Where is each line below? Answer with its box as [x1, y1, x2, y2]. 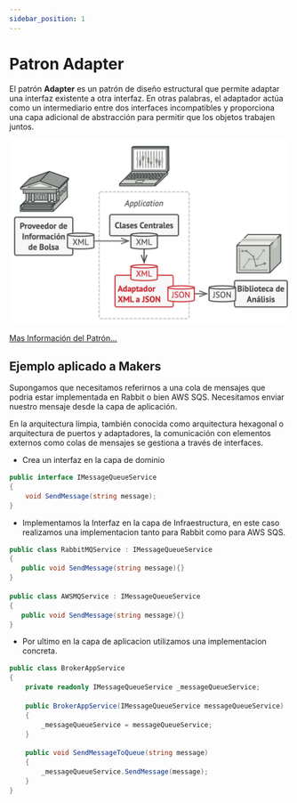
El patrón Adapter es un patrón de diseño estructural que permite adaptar [9, 83, 280, 93]
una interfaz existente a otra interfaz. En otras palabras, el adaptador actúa [9, 93, 284, 103]
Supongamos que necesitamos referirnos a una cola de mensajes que [9, 383, 266, 393]
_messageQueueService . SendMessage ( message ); [41, 767, 209, 776]
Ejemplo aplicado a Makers [9, 359, 162, 374]
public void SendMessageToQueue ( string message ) [25, 749, 209, 758]
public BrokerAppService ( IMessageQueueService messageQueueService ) [25, 702, 285, 710]
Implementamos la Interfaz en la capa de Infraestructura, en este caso [21, 517, 280, 528]
